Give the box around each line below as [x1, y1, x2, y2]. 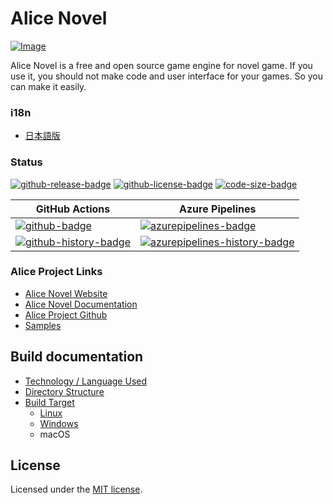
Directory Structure [24, 385, 105, 397]
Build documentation [10, 348, 144, 366]
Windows [39, 417, 79, 429]
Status [10, 155, 43, 169]
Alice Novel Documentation [24, 298, 138, 310]
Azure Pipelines [178, 202, 257, 216]
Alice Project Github [24, 308, 108, 321]
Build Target [24, 396, 75, 408]
